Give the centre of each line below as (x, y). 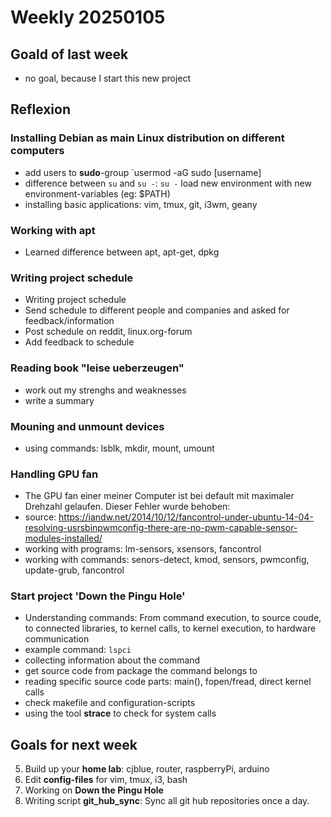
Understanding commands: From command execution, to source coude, (173, 618)
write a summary (59, 400)
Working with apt (53, 230)
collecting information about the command (112, 660)
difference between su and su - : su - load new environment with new (168, 183)
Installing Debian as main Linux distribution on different (147, 138)
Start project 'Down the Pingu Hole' (98, 596)
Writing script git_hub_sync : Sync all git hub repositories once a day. (167, 801)
